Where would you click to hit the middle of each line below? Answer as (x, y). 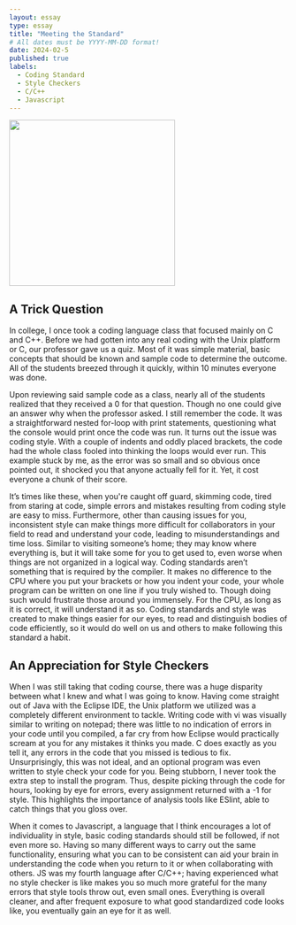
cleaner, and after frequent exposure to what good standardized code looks (147, 901)
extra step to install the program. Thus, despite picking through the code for (147, 781)
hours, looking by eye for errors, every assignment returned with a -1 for (140, 790)
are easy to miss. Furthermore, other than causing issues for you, (128, 515)
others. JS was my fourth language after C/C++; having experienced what (144, 873)
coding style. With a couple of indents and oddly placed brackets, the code (146, 442)
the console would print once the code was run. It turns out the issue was (143, 432)
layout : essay (35, 17)
